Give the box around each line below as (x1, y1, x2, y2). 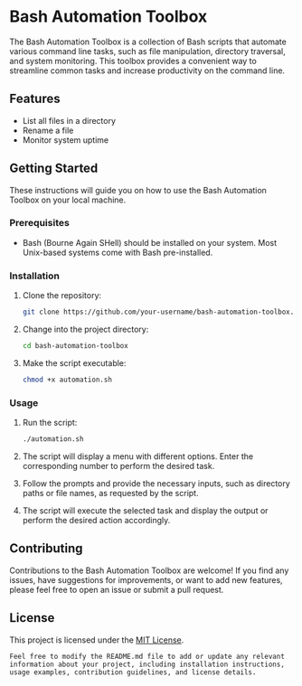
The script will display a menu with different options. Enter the (22, 450, 254, 462)
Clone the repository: (22, 290, 102, 301)
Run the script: (22, 418, 78, 428)
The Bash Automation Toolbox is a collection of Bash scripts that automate (9, 36, 287, 47)
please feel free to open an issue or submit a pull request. (9, 584, 224, 595)
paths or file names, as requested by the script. (22, 487, 199, 498)
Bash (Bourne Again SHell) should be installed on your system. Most (22, 237, 278, 248)
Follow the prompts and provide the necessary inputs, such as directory (22, 477, 291, 489)
